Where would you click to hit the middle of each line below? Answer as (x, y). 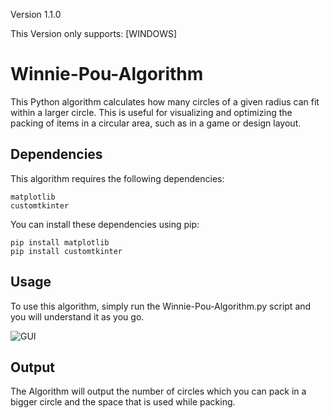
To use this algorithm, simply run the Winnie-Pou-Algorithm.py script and (161, 306)
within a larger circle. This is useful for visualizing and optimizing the (151, 112)
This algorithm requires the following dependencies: (117, 178)
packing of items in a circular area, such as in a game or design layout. (156, 123)
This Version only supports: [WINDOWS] (94, 33)
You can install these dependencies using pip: (105, 224)
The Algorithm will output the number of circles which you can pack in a (158, 391)
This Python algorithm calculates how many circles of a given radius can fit (165, 101)
